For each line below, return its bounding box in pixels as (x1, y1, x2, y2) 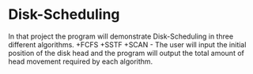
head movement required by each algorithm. (8, 57, 153, 66)
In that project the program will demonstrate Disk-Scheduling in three (8, 31, 234, 41)
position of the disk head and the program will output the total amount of (8, 48, 245, 57)
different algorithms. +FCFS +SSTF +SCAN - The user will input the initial (8, 39, 247, 49)
